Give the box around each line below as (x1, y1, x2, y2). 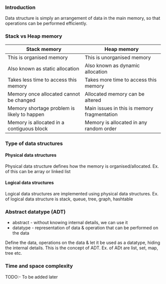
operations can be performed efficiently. (5, 20, 87, 26)
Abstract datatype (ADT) (5, 208, 66, 215)
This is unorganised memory (84, 54, 151, 61)
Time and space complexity (5, 263, 73, 270)
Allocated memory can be (84, 91, 145, 97)
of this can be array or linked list (5, 168, 71, 174)
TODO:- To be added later (5, 274, 58, 280)
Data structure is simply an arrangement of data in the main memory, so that (5, 15, 161, 21)
